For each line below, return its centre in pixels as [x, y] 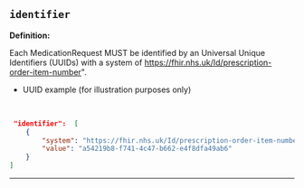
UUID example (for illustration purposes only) [107, 89]
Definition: [30, 35]
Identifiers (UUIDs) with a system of [76, 62]
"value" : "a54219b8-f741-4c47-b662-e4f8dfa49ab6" [137, 149]
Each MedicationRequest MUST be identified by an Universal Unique [137, 52]
